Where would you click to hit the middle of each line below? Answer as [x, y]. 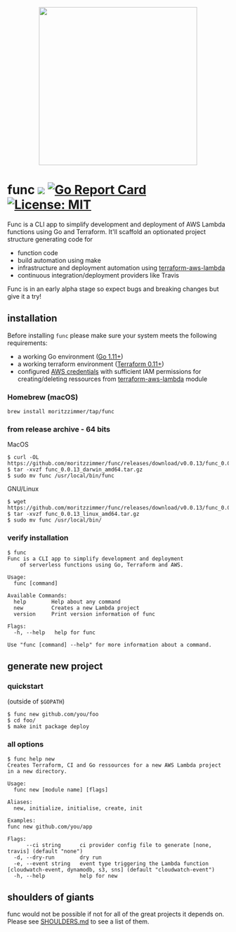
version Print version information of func [85, 614]
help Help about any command [67, 602]
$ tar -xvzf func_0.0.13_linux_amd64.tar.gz [73, 514]
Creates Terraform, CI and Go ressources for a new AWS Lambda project [114, 765]
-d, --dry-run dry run [58, 857]
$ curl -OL [23, 458]
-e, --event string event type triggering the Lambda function [111, 863]
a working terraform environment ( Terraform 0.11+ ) [91, 364]
